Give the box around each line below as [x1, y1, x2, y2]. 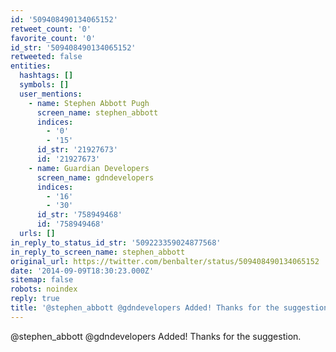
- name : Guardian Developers [28, 163, 150, 173]
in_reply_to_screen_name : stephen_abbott [10, 247, 186, 257]
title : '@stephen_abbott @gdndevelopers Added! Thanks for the [10, 303, 280, 313]
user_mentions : [19, 89, 83, 99]
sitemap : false [10, 275, 74, 285]
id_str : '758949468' [36, 210, 123, 220]
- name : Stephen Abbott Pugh [28, 98, 150, 108]
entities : [10, 61, 52, 71]
